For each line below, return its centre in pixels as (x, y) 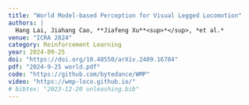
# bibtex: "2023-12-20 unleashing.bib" (74, 89)
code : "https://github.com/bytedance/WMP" (79, 74)
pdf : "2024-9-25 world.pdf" (55, 67)
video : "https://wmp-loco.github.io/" (72, 81)
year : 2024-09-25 (37, 52)
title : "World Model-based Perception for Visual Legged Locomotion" (125, 15)
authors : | (26, 23)
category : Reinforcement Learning (65, 45)
